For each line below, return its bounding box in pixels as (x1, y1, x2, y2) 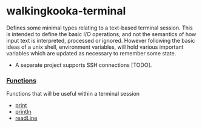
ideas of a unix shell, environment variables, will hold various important (6, 43, 184, 51)
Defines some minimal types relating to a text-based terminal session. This (6, 24, 193, 31)
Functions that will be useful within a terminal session (6, 90, 140, 98)
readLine (15, 114, 38, 122)
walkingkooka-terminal (6, 4, 126, 18)
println (15, 108, 32, 116)
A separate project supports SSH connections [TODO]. (15, 61, 152, 69)
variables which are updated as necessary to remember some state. (6, 49, 177, 57)
